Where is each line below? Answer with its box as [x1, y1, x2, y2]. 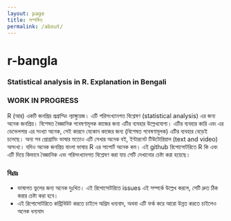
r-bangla [7, 52, 58, 68]
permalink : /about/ [7, 23, 64, 30]
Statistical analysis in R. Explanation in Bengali [7, 77, 167, 87]
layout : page [7, 10, 45, 17]
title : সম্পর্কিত [7, 17, 43, 23]
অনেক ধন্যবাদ [17, 207, 44, 215]
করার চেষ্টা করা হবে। [17, 191, 59, 200]
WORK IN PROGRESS [7, 96, 79, 106]
